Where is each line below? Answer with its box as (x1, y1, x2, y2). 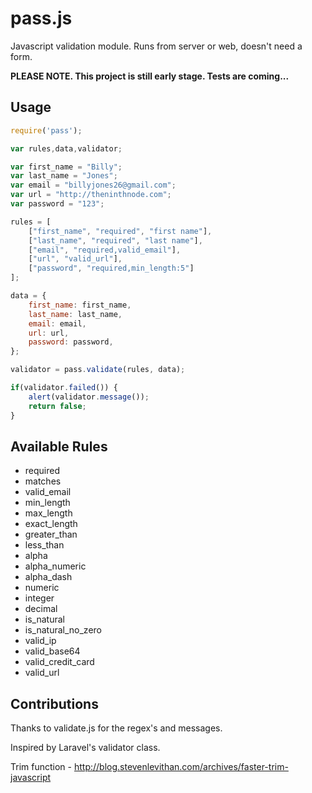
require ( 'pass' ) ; (10, 125, 83, 136)
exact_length (24, 518, 78, 530)
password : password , (28, 337, 114, 347)
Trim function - (10, 761, 72, 773)
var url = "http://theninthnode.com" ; (10, 190, 172, 200)
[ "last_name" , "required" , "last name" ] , (28, 235, 203, 246)
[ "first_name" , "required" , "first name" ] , (28, 226, 213, 236)
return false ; (28, 401, 87, 411)
